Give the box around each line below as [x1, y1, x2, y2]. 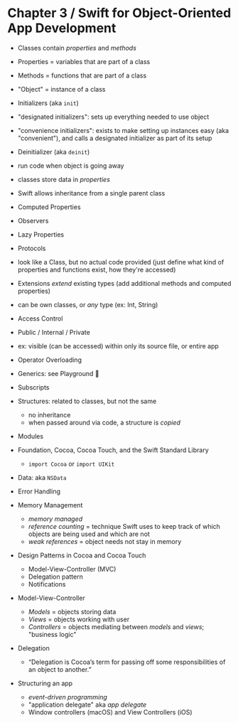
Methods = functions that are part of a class [17, 71, 147, 80]
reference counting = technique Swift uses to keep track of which [28, 522, 220, 530]
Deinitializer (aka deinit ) [17, 147, 90, 156]
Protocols [17, 244, 46, 252]
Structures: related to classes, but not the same [17, 397, 157, 405]
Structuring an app [17, 679, 73, 687]
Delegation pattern [28, 572, 83, 581]
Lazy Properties [17, 230, 65, 239]
